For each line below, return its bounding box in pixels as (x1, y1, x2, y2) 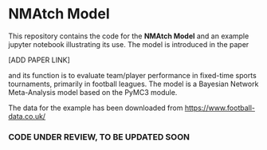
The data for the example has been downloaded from (8, 103, 183, 112)
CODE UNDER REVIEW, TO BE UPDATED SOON (8, 131, 190, 142)
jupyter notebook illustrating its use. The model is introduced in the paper (8, 39, 249, 49)
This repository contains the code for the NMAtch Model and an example (8, 31, 249, 41)
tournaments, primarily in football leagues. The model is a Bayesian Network (8, 79, 259, 89)
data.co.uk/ (8, 111, 46, 120)
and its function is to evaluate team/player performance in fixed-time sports (8, 70, 257, 80)
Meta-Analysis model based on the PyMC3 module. (8, 87, 178, 97)
